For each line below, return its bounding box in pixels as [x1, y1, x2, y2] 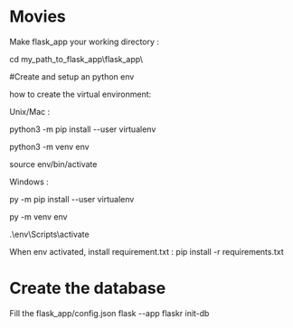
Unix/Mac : [9, 106, 51, 117]
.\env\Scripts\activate [9, 229, 90, 239]
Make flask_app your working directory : [9, 36, 160, 47]
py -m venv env [9, 211, 68, 222]
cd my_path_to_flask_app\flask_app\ [9, 53, 143, 64]
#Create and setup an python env [9, 70, 135, 82]
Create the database [9, 278, 166, 299]
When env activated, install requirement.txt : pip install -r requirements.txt [9, 246, 285, 257]
